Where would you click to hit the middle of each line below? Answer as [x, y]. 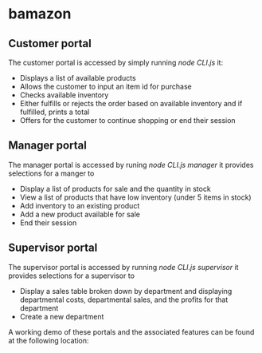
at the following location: [49, 340]
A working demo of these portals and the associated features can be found [131, 331]
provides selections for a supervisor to [72, 276]
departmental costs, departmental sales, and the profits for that [124, 299]
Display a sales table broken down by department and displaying [126, 291]
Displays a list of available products [78, 78]
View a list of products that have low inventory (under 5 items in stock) [136, 197]
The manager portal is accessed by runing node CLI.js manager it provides [131, 165]
